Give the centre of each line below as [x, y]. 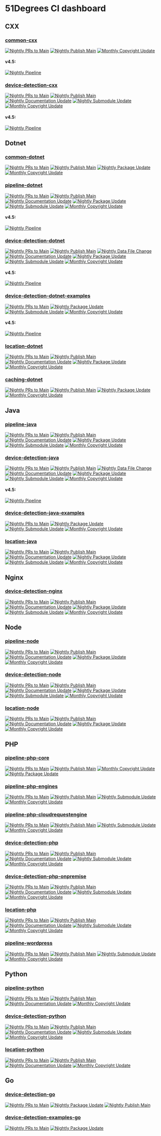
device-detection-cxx [31, 85]
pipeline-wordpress [29, 943]
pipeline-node [22, 641]
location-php [21, 909]
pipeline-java [21, 424]
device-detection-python [36, 1016]
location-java [21, 541]
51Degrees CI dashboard [56, 8]
